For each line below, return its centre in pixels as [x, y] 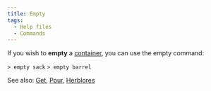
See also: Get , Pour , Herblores [51, 80]
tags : [15, 20]
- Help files [33, 27]
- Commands [30, 33]
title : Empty [26, 14]
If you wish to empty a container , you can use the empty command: [106, 53]
